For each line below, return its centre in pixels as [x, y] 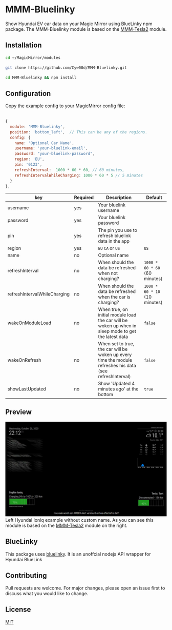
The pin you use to [117, 230]
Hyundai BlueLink [24, 559]
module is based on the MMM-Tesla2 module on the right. [67, 526]
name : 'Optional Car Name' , [44, 143]
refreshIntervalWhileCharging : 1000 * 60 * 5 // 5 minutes [79, 175]
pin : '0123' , [28, 165]
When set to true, [116, 344]
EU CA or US [109, 248]
